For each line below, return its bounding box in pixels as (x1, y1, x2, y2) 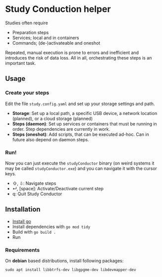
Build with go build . (12, 229, 56, 235)
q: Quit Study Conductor (12, 191, 62, 197)
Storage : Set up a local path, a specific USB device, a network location (12, 110, 158, 116)
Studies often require (5, 20, 48, 26)
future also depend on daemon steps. (12, 136, 89, 142)
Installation (5, 205, 41, 214)
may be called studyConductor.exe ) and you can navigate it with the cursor (5, 165, 158, 171)
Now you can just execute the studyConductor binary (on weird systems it (5, 160, 155, 166)
